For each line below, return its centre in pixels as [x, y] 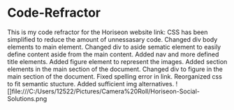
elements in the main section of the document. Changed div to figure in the [115, 69]
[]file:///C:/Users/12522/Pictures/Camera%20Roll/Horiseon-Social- [104, 91]
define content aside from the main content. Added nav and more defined [113, 54]
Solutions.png [27, 98]
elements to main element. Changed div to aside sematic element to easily [114, 47]
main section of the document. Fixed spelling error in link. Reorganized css [115, 76]
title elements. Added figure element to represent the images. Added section [117, 61]
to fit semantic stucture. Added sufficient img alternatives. [91, 84]
